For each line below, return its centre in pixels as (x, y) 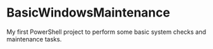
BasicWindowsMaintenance (88, 13)
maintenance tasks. (34, 39)
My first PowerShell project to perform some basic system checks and (106, 32)
